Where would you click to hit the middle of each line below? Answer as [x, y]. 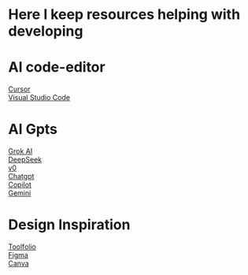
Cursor [19, 89]
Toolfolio [22, 247]
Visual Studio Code [39, 98]
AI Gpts [33, 130]
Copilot [20, 185]
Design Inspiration [69, 225]
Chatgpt [21, 177]
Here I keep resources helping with [124, 15]
